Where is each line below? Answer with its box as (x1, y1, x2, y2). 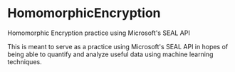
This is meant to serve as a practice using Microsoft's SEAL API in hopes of (7, 42, 229, 51)
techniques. (7, 57, 42, 66)
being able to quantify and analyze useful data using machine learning (7, 50, 214, 58)
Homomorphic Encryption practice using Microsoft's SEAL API (7, 29, 190, 37)
